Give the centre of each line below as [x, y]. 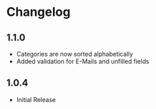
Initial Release [36, 99]
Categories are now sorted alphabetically [75, 54]
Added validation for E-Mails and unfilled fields [82, 61]
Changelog [38, 12]
